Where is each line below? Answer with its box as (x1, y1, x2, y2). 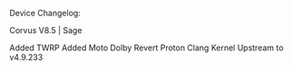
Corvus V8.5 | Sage (9, 25, 83, 35)
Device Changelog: (9, 8, 82, 18)
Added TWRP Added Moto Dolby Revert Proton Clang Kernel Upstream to (9, 42, 284, 53)
